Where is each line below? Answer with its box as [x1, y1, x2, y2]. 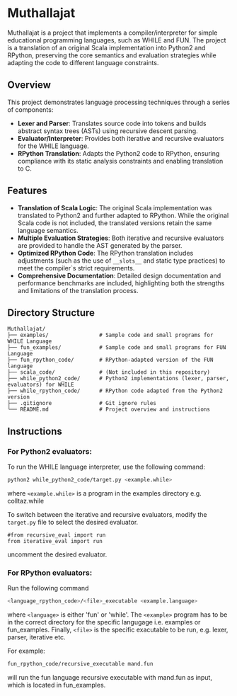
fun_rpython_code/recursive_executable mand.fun [7, 661, 154, 668]
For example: [7, 646, 46, 656]
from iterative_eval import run [7, 537, 103, 544]
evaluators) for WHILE [7, 381, 74, 389]
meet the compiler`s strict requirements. [17, 263, 135, 272]
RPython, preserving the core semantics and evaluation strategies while [7, 51, 217, 59]
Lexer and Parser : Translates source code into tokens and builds [17, 119, 207, 127]
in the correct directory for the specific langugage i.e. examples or [7, 618, 201, 627]
